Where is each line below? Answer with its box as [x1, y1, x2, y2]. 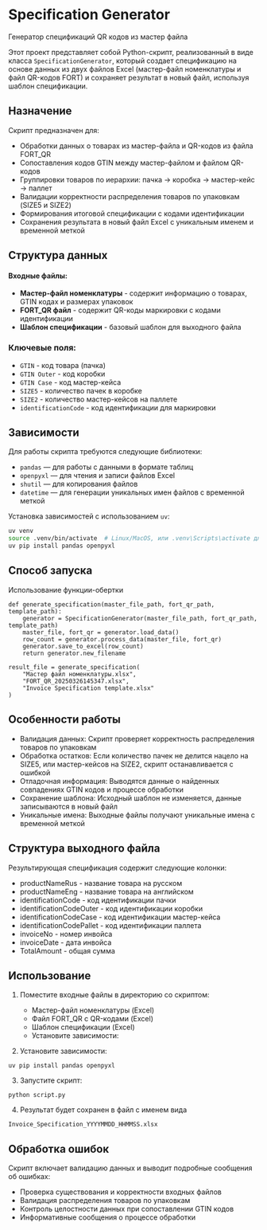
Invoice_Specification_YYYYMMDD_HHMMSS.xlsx [8, 1121, 158, 1129]
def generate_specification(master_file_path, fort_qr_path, [8, 600, 215, 609]
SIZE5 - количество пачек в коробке [19, 386, 143, 395]
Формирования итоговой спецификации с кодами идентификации [19, 209, 245, 218]
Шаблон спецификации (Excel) [31, 1022, 135, 1032]
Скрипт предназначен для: [8, 125, 99, 135]
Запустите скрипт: [19, 1075, 83, 1085]
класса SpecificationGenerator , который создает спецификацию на [8, 56, 237, 65]
